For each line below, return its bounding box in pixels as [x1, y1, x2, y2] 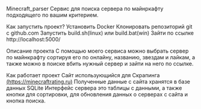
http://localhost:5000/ [6, 36, 61, 43]
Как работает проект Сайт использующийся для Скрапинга [6, 72, 160, 78]
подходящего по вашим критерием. [6, 11, 99, 19]
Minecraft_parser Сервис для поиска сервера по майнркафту [6, 5, 164, 12]
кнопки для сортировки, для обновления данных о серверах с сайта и [6, 91, 188, 98]
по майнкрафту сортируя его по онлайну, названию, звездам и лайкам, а [6, 54, 196, 60]
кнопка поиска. [6, 97, 46, 104]
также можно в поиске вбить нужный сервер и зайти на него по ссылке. [6, 60, 194, 67]
